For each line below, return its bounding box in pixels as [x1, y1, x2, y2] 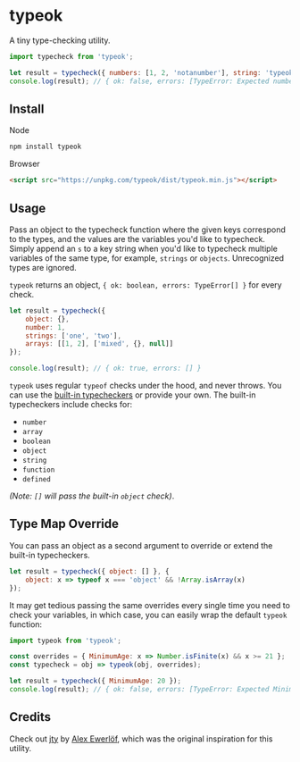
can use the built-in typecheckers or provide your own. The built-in [9, 389, 256, 400]
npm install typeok [9, 142, 82, 152]
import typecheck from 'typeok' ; [9, 52, 134, 61]
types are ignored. [9, 262, 78, 272]
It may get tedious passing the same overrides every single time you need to [9, 599, 290, 610]
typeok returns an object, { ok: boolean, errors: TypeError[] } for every [9, 279, 283, 290]
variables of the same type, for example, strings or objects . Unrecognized [9, 252, 284, 264]
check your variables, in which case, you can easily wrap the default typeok [9, 609, 287, 620]
